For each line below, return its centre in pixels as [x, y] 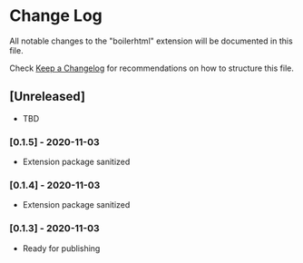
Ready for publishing [61, 248]
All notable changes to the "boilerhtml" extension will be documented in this [151, 41]
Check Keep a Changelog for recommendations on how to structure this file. [152, 68]
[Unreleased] [48, 97]
